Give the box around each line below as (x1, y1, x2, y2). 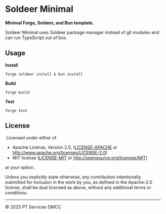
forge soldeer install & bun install (5, 72, 83, 77)
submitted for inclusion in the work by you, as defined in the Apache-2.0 (5, 179, 152, 185)
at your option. (5, 164, 35, 170)
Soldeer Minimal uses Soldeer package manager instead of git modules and (5, 29, 160, 35)
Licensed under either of (6, 134, 57, 140)
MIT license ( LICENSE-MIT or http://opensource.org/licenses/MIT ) (12, 155, 148, 161)
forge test (5, 108, 28, 113)
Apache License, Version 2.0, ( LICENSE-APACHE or (12, 144, 118, 150)
